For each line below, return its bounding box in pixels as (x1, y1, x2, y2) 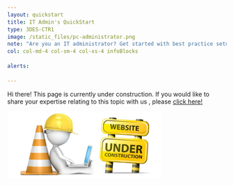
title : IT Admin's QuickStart (7, 18, 95, 26)
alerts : (7, 63, 30, 70)
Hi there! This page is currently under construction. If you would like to (7, 90, 210, 98)
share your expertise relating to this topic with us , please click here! (7, 97, 203, 106)
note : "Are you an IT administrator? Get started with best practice (7, 40, 214, 48)
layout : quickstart (7, 11, 64, 18)
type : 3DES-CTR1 (7, 26, 54, 33)
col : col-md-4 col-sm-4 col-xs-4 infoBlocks (7, 48, 139, 55)
